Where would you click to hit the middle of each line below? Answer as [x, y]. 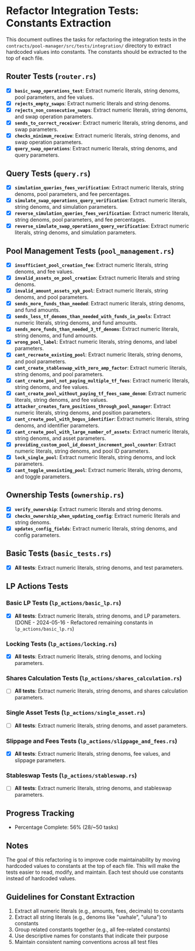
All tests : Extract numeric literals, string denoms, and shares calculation [101, 691]
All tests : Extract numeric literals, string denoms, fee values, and [92, 754]
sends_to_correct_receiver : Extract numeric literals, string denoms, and [101, 123]
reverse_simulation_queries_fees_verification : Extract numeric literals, [102, 213]
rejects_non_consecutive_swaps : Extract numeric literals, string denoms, [101, 110]
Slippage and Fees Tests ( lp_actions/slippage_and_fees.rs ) [92, 741]
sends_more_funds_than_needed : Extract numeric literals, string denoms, [100, 304]
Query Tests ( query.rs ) [48, 173]
